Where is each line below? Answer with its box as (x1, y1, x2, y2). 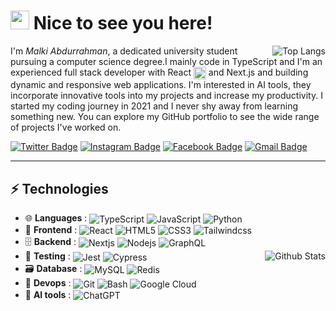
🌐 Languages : (24, 211, 88, 224)
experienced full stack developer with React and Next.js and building (10, 66, 309, 78)
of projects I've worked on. (10, 121, 122, 134)
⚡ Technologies (10, 180, 109, 197)
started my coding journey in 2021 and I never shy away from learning (10, 100, 299, 112)
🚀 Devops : (24, 276, 72, 289)
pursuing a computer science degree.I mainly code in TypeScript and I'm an (10, 55, 323, 67)
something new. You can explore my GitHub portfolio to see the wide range (10, 111, 320, 123)
